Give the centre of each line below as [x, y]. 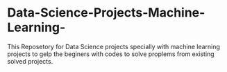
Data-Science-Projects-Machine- [106, 13]
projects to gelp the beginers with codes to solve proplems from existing [111, 54]
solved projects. [30, 61]
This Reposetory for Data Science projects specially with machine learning [114, 46]
